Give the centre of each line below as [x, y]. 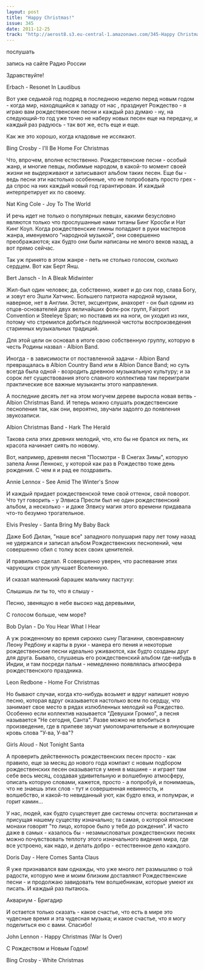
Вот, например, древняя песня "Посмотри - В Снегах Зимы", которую [97, 457]
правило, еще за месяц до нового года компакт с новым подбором [94, 763]
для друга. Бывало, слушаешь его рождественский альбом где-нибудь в [101, 658]
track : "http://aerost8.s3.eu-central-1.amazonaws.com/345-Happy [90, 35]
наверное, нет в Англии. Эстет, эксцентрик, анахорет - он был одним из [100, 303]
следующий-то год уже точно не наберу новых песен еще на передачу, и [102, 118]
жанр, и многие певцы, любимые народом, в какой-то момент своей [96, 166]
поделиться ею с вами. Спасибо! [49, 925]
